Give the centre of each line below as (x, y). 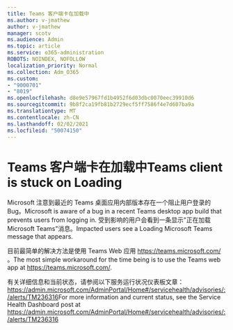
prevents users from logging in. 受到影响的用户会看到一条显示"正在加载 (109, 220)
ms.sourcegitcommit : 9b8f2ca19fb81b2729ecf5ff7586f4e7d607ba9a (101, 105)
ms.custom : (23, 78)
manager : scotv (29, 33)
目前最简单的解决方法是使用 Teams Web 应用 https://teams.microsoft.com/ (114, 251)
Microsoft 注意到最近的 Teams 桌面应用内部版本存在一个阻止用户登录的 (109, 202)
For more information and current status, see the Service (139, 297)
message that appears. (40, 237)
